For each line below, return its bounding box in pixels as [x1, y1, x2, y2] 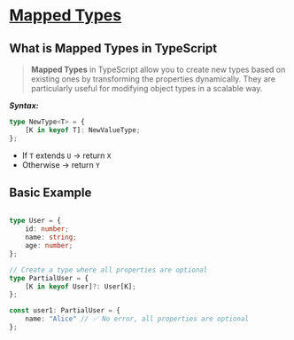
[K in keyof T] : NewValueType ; [25, 125, 141, 134]
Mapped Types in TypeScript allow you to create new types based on [30, 64, 286, 75]
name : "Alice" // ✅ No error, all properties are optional [25, 314, 250, 324]
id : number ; [25, 225, 69, 233]
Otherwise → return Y [21, 159, 100, 170]
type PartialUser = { [9, 273, 89, 282]
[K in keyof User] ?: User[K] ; [25, 281, 137, 291]
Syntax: [9, 100, 39, 111]
